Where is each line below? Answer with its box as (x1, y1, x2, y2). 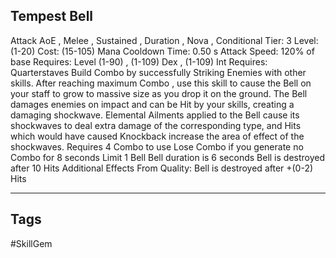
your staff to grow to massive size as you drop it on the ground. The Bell (10, 87, 308, 99)
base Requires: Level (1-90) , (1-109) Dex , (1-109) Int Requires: (10, 55, 268, 68)
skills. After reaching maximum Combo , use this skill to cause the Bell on (10, 77, 312, 89)
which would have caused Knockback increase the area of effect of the (10, 130, 305, 142)
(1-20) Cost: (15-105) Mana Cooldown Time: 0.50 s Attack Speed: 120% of (10, 45, 315, 57)
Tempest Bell (10, 8, 94, 25)
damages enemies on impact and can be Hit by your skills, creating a (10, 98, 295, 110)
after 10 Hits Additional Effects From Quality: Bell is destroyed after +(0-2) (10, 162, 314, 174)
